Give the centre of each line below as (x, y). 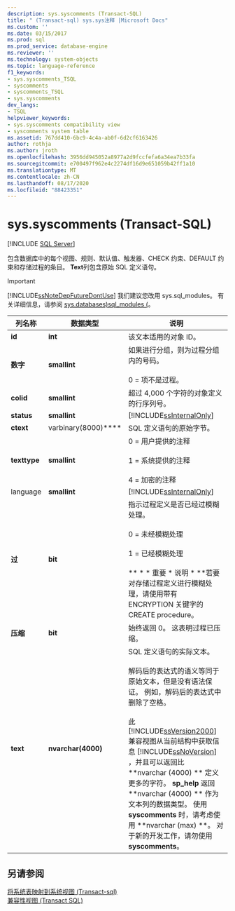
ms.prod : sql (26, 40)
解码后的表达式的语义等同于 (174, 671)
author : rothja (29, 144)
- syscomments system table (48, 131)
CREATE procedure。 (163, 615)
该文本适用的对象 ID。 (164, 337)
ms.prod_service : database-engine (58, 46)
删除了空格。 (149, 703)
